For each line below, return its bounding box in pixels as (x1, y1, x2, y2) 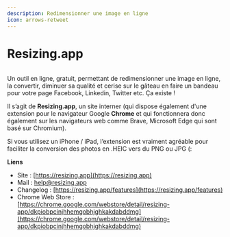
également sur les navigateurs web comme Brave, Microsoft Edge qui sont (7, 117, 217, 125)
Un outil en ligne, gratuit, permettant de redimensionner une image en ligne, (7, 75, 221, 83)
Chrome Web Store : (16, 193, 75, 201)
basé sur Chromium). (7, 124, 67, 132)
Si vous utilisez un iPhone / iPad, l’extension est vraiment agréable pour (7, 138, 209, 146)
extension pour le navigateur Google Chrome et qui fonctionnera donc (7, 110, 205, 118)
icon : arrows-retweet (7, 16, 69, 23)
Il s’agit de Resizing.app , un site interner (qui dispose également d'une (7, 102, 207, 110)
